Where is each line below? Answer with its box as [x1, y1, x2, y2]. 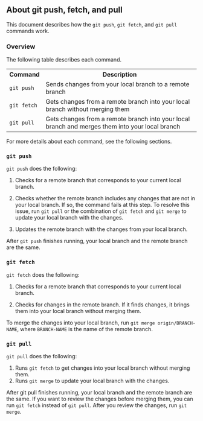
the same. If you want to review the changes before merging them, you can [6, 395, 193, 402]
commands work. [6, 27, 50, 34]
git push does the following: [6, 165, 77, 173]
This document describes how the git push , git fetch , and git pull [6, 21, 177, 28]
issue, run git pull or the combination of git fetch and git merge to [14, 207, 187, 215]
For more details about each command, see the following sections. [6, 138, 172, 145]
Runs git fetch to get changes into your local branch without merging [14, 364, 190, 372]
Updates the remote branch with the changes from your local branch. [14, 226, 188, 233]
